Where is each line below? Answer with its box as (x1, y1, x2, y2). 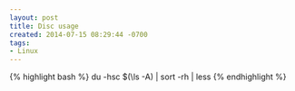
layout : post (9, 13, 59, 23)
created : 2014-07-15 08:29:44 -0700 (9, 30, 148, 39)
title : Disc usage (9, 22, 79, 31)
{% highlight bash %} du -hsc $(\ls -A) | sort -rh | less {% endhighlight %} (9, 71, 287, 82)
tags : (9, 38, 30, 48)
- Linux (9, 47, 39, 56)
